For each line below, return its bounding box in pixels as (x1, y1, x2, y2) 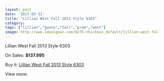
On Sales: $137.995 (5, 52, 45, 58)
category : (5, 20, 25, 26)
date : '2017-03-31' (5, 12, 45, 16)
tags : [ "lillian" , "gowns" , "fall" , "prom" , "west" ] (5, 25, 106, 30)
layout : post (5, 7, 32, 12)
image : (5, 30, 19, 34)
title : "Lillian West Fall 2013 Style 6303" (5, 16, 97, 21)
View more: (5, 71, 28, 77)
